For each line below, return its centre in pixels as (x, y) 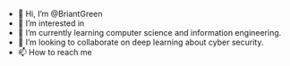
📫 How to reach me (55, 52)
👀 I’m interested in (51, 23)
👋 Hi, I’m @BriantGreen (60, 14)
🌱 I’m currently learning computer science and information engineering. (149, 33)
